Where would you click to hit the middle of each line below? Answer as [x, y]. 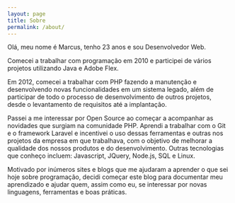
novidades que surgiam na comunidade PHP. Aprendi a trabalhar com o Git [117, 126]
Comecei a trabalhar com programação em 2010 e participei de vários [109, 61]
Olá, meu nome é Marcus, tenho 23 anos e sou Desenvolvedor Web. [107, 47]
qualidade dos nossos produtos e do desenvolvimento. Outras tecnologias [116, 149]
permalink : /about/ [36, 27]
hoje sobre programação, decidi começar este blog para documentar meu [115, 177]
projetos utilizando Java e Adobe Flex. [63, 69]
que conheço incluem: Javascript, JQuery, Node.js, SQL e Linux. [102, 156]
